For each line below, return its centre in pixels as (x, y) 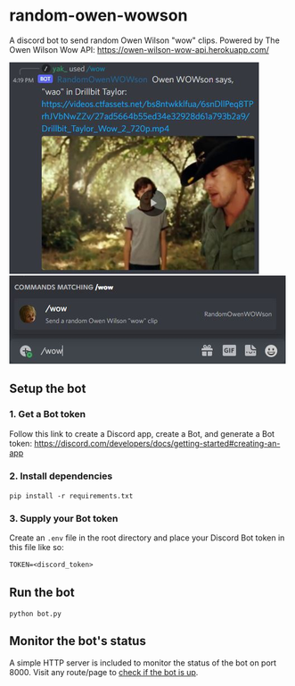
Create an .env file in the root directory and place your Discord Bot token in (147, 538)
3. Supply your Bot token (64, 518)
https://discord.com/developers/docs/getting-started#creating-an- (157, 443)
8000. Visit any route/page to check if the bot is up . (104, 672)
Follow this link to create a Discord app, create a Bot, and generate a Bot (142, 433)
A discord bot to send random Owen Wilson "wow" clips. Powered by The (145, 40)
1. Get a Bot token (48, 414)
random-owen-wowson (98, 16)
